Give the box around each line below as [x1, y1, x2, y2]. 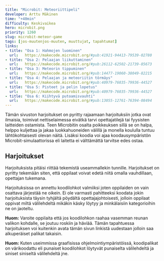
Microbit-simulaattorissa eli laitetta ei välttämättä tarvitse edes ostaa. [5, 138, 144, 143]
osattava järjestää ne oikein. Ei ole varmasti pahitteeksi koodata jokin [5, 190, 143, 196]
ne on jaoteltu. [5, 205, 34, 211]
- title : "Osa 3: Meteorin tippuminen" [5, 67, 87, 71]
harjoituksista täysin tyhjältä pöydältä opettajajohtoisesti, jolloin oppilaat [5, 195, 150, 201]
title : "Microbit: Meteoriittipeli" [5, 7, 80, 12]
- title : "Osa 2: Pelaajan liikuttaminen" [5, 57, 93, 62]
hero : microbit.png [5, 25, 45, 30]
